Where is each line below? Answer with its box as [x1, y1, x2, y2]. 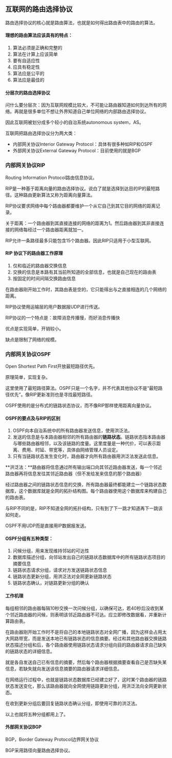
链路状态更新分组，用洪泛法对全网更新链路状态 [12, 573, 112, 580]
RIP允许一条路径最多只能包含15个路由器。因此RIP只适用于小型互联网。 [5, 237, 154, 243]
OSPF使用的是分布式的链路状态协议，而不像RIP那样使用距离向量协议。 [5, 403, 155, 409]
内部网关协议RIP [5, 161, 46, 169]
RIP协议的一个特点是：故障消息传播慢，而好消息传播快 [5, 314, 120, 320]
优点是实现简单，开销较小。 [5, 326, 64, 332]
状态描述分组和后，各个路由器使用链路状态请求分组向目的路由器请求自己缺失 [5, 642, 167, 648]
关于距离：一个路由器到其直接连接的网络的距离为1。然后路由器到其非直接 [5, 220, 160, 226]
